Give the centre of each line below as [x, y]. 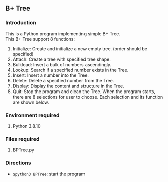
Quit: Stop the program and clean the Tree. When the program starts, [84, 91]
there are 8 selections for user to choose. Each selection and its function [88, 97]
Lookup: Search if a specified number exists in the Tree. [70, 70]
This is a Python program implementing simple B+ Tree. [63, 33]
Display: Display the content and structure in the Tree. [68, 86]
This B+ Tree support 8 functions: [40, 39]
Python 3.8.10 [27, 126]
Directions [18, 163]
